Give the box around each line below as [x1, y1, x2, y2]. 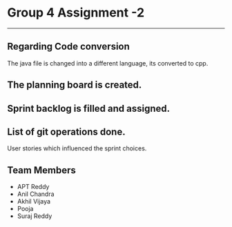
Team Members [7, 164, 76, 176]
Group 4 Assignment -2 [7, 5, 145, 21]
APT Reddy [17, 183, 50, 191]
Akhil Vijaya [17, 197, 50, 206]
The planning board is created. [7, 79, 142, 91]
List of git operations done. [7, 126, 126, 137]
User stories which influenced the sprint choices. [7, 144, 147, 152]
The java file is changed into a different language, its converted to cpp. [7, 59, 209, 67]
